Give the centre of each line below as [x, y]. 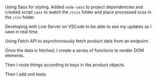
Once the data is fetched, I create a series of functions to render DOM [74, 50]
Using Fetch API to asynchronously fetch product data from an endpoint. [77, 41]
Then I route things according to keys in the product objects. [65, 65]
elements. [15, 55]
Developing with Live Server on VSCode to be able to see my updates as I [78, 27]
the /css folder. [20, 17]
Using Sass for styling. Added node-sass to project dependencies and [74, 7]
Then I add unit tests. [26, 74]
